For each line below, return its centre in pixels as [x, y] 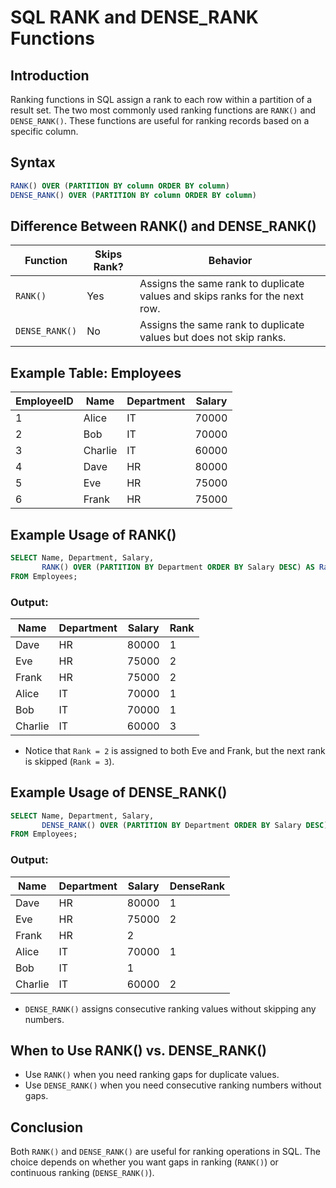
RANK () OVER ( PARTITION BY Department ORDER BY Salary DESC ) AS [178, 567]
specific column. [44, 131]
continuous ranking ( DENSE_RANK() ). [82, 1173]
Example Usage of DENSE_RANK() [119, 792]
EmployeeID [44, 401]
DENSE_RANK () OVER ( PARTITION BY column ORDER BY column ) [133, 195]
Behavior [230, 261]
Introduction [50, 75]
